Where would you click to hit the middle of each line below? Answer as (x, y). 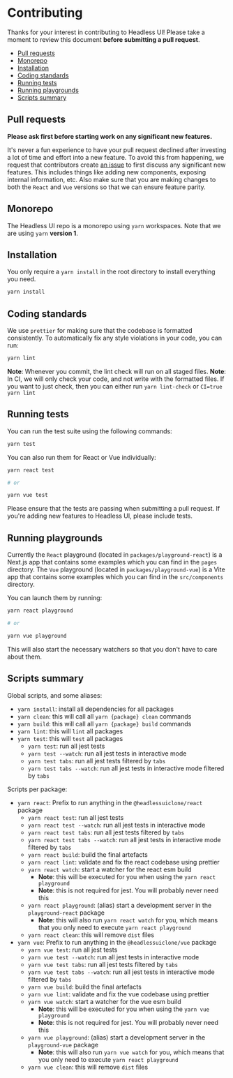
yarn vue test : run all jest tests (73, 950)
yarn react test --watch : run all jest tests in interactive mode (116, 825)
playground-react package (66, 913)
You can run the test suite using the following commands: (90, 431)
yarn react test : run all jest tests (76, 817)
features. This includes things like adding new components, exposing (107, 172)
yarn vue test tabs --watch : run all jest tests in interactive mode (121, 972)
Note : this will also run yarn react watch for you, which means (128, 920)
